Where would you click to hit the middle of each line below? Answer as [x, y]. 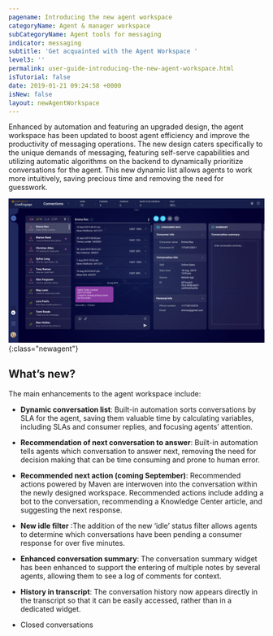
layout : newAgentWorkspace [54, 103]
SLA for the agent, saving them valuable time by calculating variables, [137, 418]
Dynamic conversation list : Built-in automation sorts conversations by [138, 409]
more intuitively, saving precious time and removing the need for [116, 179]
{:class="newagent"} [43, 348]
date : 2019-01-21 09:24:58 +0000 [65, 85]
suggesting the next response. [71, 510]
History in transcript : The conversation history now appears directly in [139, 591]
